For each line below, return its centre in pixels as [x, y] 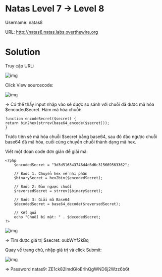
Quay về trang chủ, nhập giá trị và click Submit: [54, 250]
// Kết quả [25, 212]
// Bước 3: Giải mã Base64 [42, 200]
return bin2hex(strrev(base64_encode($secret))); [57, 123]
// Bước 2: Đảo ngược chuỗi [43, 187]
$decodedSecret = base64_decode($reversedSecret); [67, 204]
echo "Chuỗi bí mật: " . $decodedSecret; [57, 217]
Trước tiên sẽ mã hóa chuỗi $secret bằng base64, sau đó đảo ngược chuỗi [81, 137]
